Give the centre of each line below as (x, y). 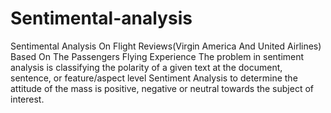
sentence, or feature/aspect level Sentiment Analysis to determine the (154, 78)
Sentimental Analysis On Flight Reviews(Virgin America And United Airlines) (166, 46)
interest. (27, 99)
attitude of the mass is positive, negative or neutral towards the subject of (162, 88)
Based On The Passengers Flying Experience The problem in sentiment (157, 56)
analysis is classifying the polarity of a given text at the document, (146, 67)
